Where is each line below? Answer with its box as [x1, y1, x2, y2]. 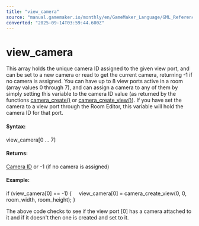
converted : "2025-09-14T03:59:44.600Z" [6, 20, 105, 26]
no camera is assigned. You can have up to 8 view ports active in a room [6, 78, 184, 85]
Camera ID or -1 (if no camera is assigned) [6, 163, 110, 170]
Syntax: [6, 123, 26, 130]
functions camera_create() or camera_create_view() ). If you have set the [6, 96, 182, 104]
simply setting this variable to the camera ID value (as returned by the [6, 90, 176, 98]
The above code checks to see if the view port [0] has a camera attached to [6, 208, 192, 215]
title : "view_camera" [6, 8, 60, 15]
